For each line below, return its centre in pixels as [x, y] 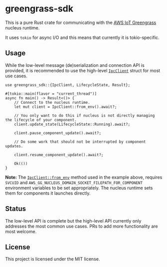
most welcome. [21, 231]
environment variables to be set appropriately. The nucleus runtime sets [79, 188]
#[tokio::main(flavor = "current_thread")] [51, 94]
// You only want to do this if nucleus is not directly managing [84, 115]
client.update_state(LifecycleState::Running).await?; [72, 124]
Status [16, 209]
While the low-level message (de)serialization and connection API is [75, 65]
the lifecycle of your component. [41, 120]
